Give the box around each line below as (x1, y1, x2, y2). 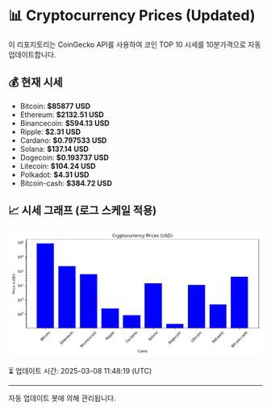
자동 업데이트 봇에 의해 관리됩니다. (8, 393, 116, 403)
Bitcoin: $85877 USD (19, 101, 91, 111)
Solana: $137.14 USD (19, 144, 89, 153)
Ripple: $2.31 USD (19, 127, 81, 136)
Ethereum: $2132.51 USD (19, 110, 105, 119)
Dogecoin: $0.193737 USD (19, 153, 109, 162)
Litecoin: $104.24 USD (19, 161, 96, 170)
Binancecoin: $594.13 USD (19, 118, 110, 128)
